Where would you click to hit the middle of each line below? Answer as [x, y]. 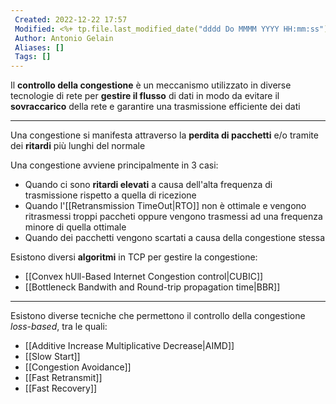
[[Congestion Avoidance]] [78, 367]
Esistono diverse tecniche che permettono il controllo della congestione [158, 316]
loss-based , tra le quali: [59, 327]
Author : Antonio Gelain [64, 38]
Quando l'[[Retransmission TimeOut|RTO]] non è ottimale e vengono [165, 206]
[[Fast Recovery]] [61, 388]
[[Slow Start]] [52, 357]
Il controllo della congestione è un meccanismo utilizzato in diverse [151, 85]
